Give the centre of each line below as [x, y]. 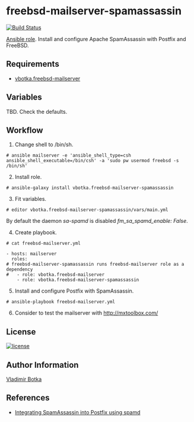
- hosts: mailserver [32, 254]
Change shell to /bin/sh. [44, 145]
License [21, 332]
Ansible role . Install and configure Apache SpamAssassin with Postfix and [96, 39]
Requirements [33, 64]
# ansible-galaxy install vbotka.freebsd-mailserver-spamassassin [90, 188]
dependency [20, 269]
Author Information [42, 365]
